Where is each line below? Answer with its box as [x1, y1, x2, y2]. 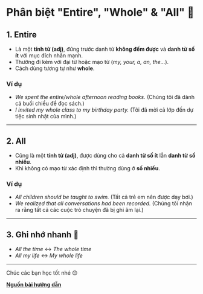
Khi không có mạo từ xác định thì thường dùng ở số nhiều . [14, 165, 160, 172]
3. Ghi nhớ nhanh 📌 [6, 229, 79, 240]
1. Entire [6, 30, 37, 40]
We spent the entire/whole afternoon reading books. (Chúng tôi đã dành [14, 94, 195, 101]
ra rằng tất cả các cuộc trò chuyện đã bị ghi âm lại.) [14, 206, 144, 214]
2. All [6, 136, 26, 146]
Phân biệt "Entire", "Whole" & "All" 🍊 [6, 5, 195, 19]
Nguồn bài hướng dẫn [6, 281, 62, 289]
